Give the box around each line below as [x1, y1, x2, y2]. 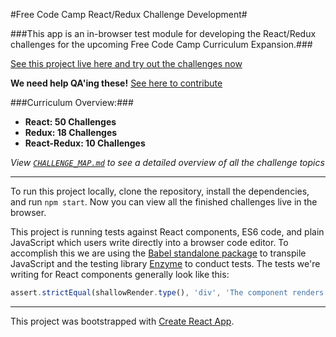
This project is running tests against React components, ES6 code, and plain [10, 226, 325, 238]
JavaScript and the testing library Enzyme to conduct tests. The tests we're [10, 258, 321, 269]
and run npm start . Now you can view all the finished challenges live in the [10, 196, 318, 208]
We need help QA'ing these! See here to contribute [10, 77, 223, 89]
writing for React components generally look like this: [10, 269, 230, 280]
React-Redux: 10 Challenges [24, 137, 146, 149]
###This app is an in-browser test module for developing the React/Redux [10, 28, 317, 39]
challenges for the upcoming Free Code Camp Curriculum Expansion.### [10, 39, 313, 50]
